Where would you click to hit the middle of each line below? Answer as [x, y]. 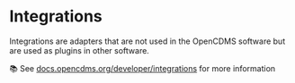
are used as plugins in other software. [80, 50]
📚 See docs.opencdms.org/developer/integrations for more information [143, 68]
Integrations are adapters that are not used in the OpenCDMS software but [147, 41]
